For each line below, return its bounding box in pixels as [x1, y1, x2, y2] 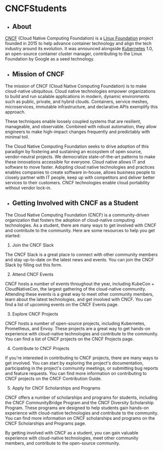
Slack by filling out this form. [5, 262, 62, 268]
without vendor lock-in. [5, 185, 52, 191]
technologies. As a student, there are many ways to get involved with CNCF [5, 222, 157, 228]
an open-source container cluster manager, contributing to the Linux [5, 51, 143, 57]
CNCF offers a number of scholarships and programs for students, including [5, 394, 158, 400]
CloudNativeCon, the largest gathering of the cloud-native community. [5, 286, 146, 292]
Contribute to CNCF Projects [12, 345, 70, 351]
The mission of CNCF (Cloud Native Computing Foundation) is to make [5, 83, 147, 89]
